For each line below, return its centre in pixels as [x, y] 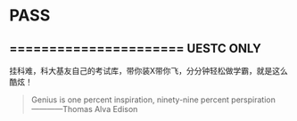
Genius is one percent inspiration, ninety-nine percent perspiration [153, 100]
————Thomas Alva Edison [84, 109]
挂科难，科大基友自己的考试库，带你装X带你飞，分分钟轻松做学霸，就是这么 [148, 71]
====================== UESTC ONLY [135, 48]
